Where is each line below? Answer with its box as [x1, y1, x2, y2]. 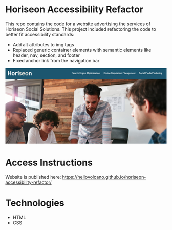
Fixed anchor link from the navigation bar [12, 57, 100, 64]
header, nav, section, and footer [12, 52, 80, 58]
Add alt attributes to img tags [12, 41, 74, 47]
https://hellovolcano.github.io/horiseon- [62, 174, 146, 180]
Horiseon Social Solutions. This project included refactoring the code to [5, 26, 156, 32]
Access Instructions [5, 157, 93, 169]
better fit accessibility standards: [5, 31, 75, 37]
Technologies [5, 197, 65, 209]
